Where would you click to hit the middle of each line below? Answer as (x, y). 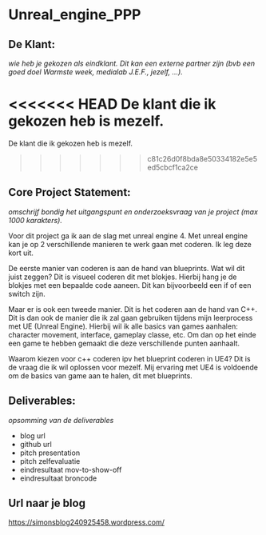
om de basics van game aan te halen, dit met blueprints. (101, 375)
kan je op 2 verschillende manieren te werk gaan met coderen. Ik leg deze (130, 244)
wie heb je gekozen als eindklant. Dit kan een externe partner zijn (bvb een (132, 63)
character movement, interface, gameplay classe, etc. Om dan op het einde (133, 334)
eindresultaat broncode (58, 478)
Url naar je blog (47, 503)
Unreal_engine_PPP (75, 15)
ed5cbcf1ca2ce (173, 167)
